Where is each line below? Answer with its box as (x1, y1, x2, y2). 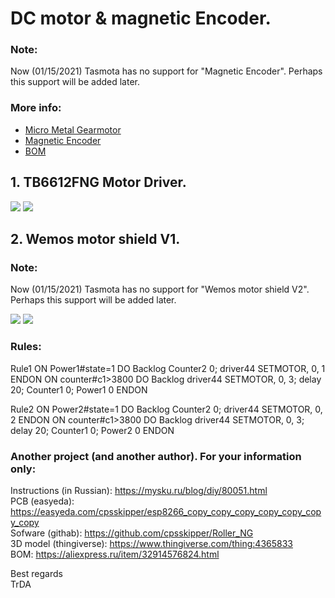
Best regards (10, 567, 63, 579)
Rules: (10, 340, 42, 354)
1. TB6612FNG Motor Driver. (10, 174, 187, 191)
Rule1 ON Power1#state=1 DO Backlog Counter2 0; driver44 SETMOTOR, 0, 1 (10, 362, 326, 374)
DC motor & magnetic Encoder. (10, 7, 272, 30)
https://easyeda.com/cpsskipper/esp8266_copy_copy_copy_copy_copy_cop (10, 505, 322, 517)
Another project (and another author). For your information (10, 449, 302, 463)
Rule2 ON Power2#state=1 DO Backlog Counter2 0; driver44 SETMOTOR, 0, (10, 403, 323, 415)
